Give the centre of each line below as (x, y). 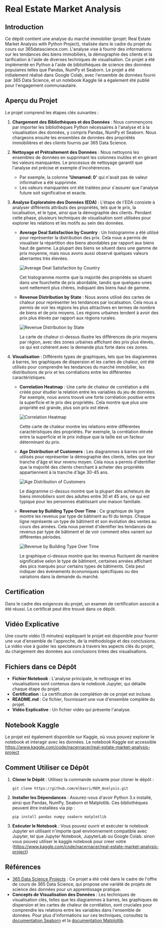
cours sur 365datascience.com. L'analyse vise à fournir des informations (78, 49)
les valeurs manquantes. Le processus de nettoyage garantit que (77, 163)
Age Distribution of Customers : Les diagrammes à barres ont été (86, 451)
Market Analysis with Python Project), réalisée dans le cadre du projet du (78, 44)
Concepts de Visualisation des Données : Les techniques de (74, 894)
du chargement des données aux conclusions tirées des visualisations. (76, 651)
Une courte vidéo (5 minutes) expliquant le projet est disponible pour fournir (82, 636)
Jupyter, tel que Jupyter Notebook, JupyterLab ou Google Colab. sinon (83, 836)
